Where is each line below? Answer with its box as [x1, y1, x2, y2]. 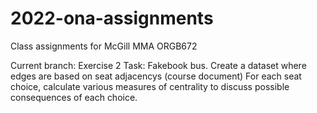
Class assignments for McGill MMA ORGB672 [10, 40, 198, 52]
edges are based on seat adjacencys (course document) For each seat [10, 70, 302, 82]
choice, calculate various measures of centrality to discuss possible [10, 80, 290, 92]
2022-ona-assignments [10, 7, 214, 30]
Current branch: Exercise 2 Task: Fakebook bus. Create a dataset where [10, 59, 307, 71]
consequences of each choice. [10, 91, 138, 103]
